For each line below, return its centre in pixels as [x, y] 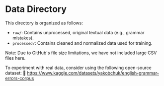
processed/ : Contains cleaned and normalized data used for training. [82, 43]
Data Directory [36, 9]
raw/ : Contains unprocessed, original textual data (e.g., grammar [78, 32]
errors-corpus [20, 78]
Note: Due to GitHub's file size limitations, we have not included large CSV [81, 53]
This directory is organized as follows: [44, 23]
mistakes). [23, 38]
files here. [15, 58]
